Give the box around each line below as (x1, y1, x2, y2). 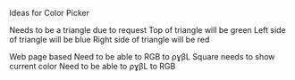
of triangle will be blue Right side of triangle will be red (9, 35, 210, 44)
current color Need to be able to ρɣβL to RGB (9, 61, 176, 71)
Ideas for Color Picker (9, 8, 89, 18)
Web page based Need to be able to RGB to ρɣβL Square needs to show (9, 52, 275, 61)
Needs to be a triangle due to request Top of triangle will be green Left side (9, 25, 286, 35)
